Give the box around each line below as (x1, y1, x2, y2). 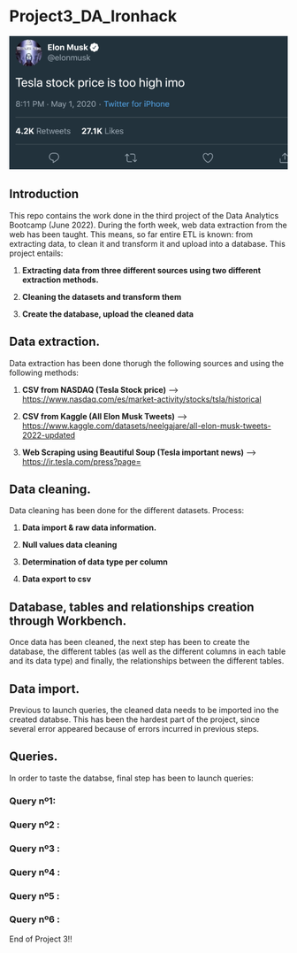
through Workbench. (9, 613, 127, 628)
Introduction (9, 187, 80, 202)
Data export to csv (21, 573, 92, 585)
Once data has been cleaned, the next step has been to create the (9, 637, 250, 648)
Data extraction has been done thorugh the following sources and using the (9, 357, 285, 368)
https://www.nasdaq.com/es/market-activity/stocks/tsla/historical (21, 394, 263, 404)
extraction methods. (21, 274, 99, 285)
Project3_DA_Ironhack (9, 6, 178, 27)
